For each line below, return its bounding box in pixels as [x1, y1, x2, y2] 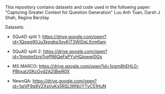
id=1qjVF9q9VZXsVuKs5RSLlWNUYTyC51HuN [12, 83, 106, 89]
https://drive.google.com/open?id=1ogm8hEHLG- [38, 63, 139, 69]
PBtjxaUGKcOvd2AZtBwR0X [12, 68, 70, 74]
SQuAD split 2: [12, 49, 42, 54]
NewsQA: [12, 78, 32, 84]
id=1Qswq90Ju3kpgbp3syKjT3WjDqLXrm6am [12, 39, 106, 45]
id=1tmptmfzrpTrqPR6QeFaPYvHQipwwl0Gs [12, 54, 102, 60]
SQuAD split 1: [12, 34, 41, 39]
